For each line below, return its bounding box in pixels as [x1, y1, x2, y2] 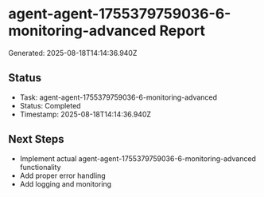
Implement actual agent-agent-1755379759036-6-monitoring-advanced [19, 153, 257, 164]
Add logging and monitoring [19, 179, 112, 188]
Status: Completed [19, 100, 81, 110]
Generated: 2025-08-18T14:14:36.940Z [8, 48, 138, 57]
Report [159, 22, 205, 40]
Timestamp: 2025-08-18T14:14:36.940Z [19, 109, 152, 119]
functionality [19, 162, 61, 171]
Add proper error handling [19, 171, 106, 180]
